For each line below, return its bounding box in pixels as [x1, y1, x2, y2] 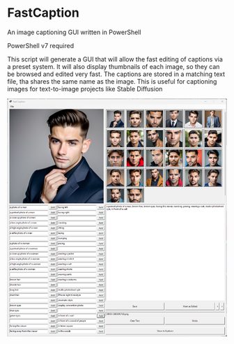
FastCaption [7, 5, 80, 21]
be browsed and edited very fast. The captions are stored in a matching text [7, 70, 225, 78]
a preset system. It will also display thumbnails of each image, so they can [7, 62, 220, 70]
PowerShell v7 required [7, 41, 75, 50]
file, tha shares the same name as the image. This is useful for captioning [7, 77, 217, 85]
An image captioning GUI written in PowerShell [7, 28, 141, 36]
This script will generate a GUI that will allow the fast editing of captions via [7, 54, 223, 63]
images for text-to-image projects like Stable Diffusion [7, 84, 163, 93]
